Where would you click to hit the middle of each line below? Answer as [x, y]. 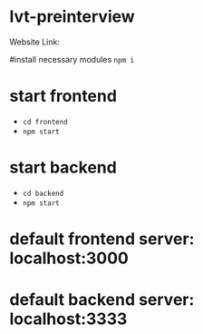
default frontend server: [102, 239]
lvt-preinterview [72, 17]
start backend [63, 167]
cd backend [43, 193]
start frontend [63, 96]
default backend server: [102, 300]
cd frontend [45, 122]
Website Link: [35, 42]
